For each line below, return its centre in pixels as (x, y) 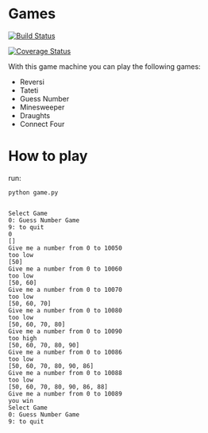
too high (23, 338)
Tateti (29, 90)
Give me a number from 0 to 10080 (65, 310)
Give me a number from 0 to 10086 (65, 352)
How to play (48, 156)
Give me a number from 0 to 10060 (65, 269)
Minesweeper (42, 107)
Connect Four (42, 124)
